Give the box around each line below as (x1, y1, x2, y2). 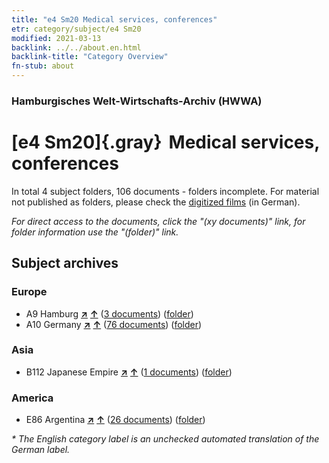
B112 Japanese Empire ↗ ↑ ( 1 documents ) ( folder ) (25, 366, 233, 378)
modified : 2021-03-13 (11, 33, 102, 43)
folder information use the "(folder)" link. (11, 226, 179, 238)
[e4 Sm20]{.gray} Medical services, (11, 131, 320, 154)
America (11, 391, 54, 405)
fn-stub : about (11, 61, 75, 71)
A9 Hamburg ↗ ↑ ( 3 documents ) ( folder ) (25, 307, 194, 320)
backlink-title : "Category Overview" (11, 52, 169, 62)
